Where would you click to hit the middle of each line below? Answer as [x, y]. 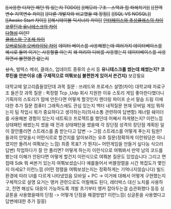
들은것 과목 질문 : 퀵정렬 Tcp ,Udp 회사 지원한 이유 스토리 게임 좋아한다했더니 [87, 93]
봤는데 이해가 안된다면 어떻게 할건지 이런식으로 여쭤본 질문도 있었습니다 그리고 [83, 156]
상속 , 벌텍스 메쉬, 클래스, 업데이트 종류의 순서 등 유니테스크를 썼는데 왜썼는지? [82, 69]
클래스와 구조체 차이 [25, 39]
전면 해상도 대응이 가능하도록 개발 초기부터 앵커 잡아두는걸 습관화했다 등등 [86, 188]
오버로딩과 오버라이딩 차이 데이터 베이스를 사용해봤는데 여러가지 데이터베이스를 [84, 46]
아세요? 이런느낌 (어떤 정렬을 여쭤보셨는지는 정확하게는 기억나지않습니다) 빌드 [88, 169]
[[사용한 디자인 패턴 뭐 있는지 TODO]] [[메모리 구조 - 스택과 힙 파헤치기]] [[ [80, 7]
